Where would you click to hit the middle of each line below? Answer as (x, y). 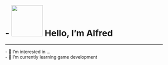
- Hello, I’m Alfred (59, 33)
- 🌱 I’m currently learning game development (51, 57)
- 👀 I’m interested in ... (28, 52)
